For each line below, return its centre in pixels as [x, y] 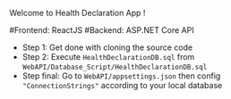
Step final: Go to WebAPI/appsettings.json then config [121, 76]
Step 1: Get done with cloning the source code [107, 47]
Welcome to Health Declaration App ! [77, 13]
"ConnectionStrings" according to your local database [122, 85]
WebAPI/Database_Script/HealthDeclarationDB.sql [115, 67]
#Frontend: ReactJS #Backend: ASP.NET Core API [102, 30]
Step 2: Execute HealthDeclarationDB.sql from [108, 57]
